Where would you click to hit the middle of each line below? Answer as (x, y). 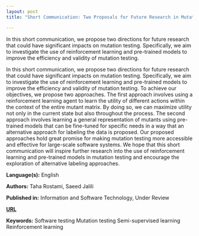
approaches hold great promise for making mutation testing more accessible (99, 138)
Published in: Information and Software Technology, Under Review (88, 198)
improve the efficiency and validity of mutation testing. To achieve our (91, 88)
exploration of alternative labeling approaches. (63, 163)
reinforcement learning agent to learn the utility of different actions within (96, 100)
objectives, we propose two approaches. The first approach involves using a (99, 94)
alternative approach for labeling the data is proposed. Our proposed (90, 132)
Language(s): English (33, 175)
